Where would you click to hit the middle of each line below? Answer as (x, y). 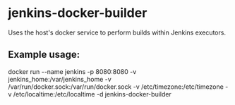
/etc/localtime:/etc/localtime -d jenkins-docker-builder (92, 94)
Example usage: (44, 55)
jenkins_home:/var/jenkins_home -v (60, 79)
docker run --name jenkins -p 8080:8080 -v (72, 71)
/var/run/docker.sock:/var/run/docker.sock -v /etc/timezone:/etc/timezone (116, 87)
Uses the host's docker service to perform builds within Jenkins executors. (117, 32)
